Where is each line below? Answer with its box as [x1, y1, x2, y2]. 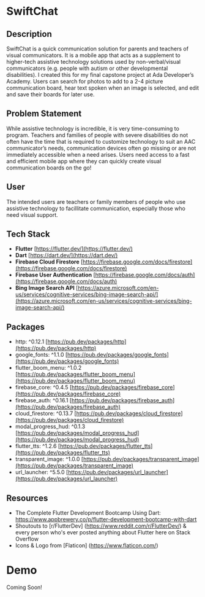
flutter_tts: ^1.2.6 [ [15, 442, 61, 450]
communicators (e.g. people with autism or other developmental [6, 64, 168, 72]
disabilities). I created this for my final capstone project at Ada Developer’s [6, 71, 194, 78]
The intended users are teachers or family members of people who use [6, 198, 186, 205]
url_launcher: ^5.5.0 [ [15, 469, 69, 476]
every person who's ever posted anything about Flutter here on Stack [15, 529, 191, 536]
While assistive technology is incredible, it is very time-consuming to [6, 125, 179, 132]
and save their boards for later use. [6, 91, 95, 98]
